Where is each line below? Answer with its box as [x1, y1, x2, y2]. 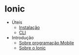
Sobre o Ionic [19, 45, 46, 51]
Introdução [11, 35, 34, 41]
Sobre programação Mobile [19, 40, 74, 45]
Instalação [19, 24, 40, 30]
